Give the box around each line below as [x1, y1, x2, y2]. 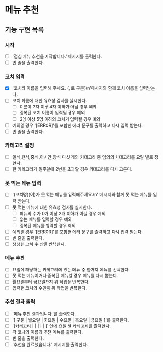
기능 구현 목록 [5, 26, 44, 34]
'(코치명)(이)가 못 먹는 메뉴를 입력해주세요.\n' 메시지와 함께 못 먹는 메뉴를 [12, 192, 152, 198]
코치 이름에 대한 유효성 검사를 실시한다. [12, 98, 87, 104]
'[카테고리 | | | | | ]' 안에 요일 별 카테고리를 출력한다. [12, 323, 111, 329]
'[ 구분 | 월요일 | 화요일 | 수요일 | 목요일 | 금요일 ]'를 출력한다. [12, 317, 129, 323]
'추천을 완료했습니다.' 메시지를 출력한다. [12, 342, 88, 348]
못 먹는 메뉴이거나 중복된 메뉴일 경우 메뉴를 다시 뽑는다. [12, 273, 118, 279]
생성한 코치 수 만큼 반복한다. [12, 241, 66, 247]
